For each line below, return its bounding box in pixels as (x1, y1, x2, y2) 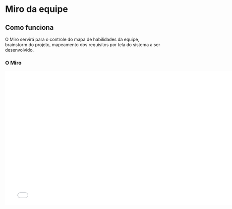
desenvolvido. (5, 47, 34, 53)
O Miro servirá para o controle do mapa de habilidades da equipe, (5, 36, 140, 42)
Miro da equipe (5, 3, 68, 15)
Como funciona (5, 23, 54, 32)
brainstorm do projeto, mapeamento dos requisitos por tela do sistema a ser (5, 42, 160, 48)
